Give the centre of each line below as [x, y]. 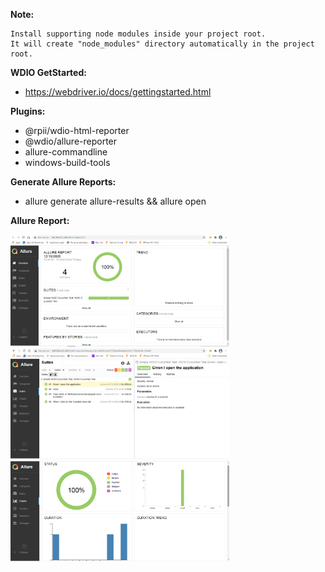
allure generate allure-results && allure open [115, 201]
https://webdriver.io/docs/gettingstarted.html [118, 92]
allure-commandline [66, 152]
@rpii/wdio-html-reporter [77, 130]
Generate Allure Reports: [63, 182]
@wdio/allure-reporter [71, 141]
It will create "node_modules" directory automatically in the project [162, 44]
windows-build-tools [67, 162]
